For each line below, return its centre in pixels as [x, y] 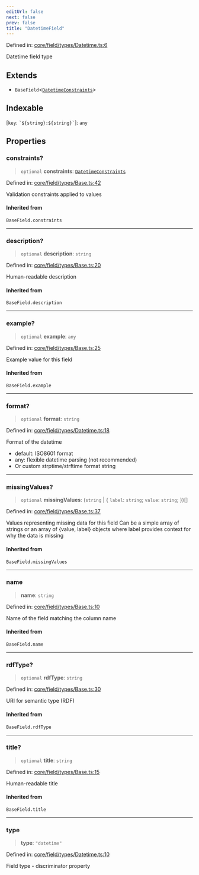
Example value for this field [39, 359]
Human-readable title [32, 783]
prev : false [21, 23]
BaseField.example [29, 386]
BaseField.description [34, 303]
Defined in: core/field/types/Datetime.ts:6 [57, 45]
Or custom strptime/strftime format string [65, 466]
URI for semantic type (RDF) [41, 701]
